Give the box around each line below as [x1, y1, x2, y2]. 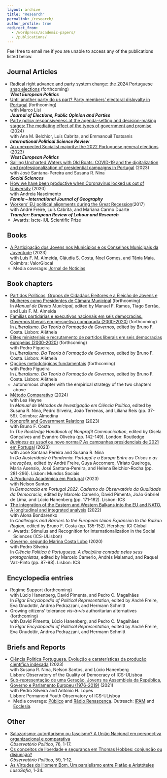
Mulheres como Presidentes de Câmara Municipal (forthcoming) [10, 298, 141, 304]
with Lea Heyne [10, 397, 42, 403]
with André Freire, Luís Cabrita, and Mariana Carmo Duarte [10, 206, 130, 212]
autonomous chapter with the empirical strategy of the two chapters [13, 381, 152, 387]
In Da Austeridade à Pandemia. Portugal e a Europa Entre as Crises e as [10, 455, 158, 461]
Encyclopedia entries [7, 574, 73, 582]
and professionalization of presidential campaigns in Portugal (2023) [10, 165, 150, 170]
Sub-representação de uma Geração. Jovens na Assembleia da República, [10, 677, 162, 683]
